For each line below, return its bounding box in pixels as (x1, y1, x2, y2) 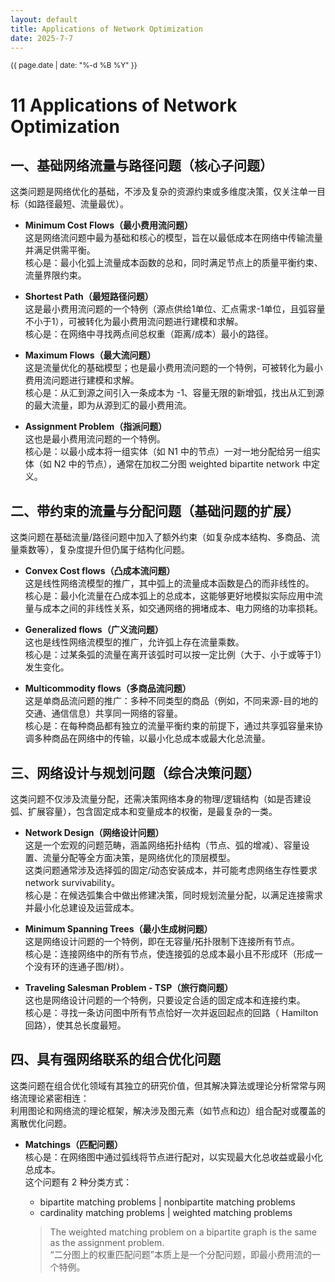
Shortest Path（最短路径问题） (24, 291, 154, 303)
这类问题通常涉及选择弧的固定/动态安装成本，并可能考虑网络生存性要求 (24, 864, 318, 876)
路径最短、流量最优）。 (36, 198, 129, 210)
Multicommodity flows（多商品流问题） (24, 682, 192, 695)
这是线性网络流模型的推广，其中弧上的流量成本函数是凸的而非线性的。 (24, 577, 315, 590)
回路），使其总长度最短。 (24, 1019, 127, 1031)
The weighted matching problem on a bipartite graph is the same (49, 1226, 317, 1238)
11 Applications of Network (10, 94, 238, 116)
